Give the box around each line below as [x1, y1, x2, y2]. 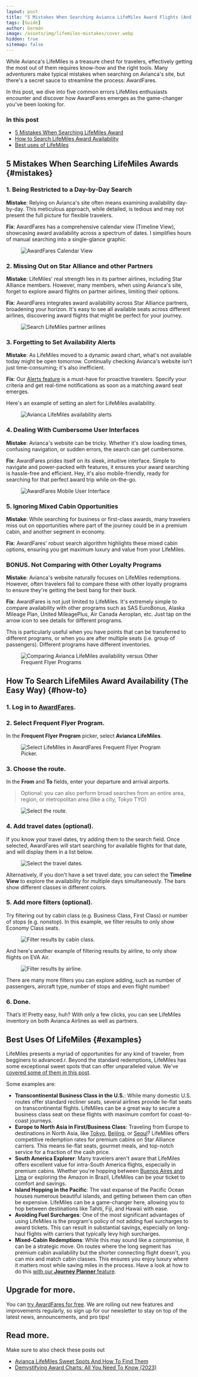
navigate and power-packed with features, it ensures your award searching [6, 463, 189, 470]
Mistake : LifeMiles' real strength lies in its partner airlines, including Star [6, 276, 183, 283]
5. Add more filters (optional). [6, 898, 93, 907]
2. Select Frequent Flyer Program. [6, 719, 105, 727]
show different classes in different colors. [6, 884, 108, 891]
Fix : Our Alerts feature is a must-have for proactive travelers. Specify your [6, 376, 187, 383]
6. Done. [6, 997, 31, 1006]
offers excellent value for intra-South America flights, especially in [14, 1161, 176, 1168]
